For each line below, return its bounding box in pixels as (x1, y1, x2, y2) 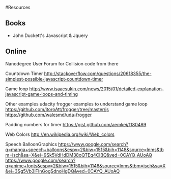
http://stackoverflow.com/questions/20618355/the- (44, 70, 152, 77)
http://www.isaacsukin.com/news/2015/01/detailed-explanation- (29, 86, 164, 92)
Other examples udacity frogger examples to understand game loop (5, 101, 148, 107)
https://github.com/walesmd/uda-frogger (5, 112, 92, 118)
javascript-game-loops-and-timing (5, 91, 78, 97)
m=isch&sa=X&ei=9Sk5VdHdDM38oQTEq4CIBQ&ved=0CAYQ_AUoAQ (5, 152, 153, 158)
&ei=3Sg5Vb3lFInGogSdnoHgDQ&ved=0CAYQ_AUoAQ (5, 168, 120, 174)
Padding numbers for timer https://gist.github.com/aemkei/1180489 (5, 121, 147, 127)
